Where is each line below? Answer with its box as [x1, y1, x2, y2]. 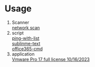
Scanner [11, 19, 29, 25]
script [11, 30, 24, 36]
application [11, 51, 35, 57]
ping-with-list [11, 35, 40, 41]
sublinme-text [11, 40, 41, 46]
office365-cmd [11, 46, 43, 52]
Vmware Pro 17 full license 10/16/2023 [11, 56, 90, 62]
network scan [11, 24, 40, 30]
